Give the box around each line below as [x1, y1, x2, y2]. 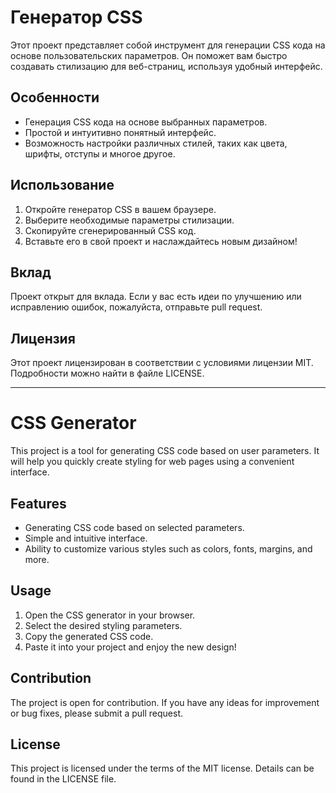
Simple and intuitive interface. [24, 532, 148, 544]
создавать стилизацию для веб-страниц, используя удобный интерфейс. [10, 60, 323, 72]
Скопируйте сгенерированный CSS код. [24, 224, 197, 236]
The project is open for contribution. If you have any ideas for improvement [10, 696, 320, 708]
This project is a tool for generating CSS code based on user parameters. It [10, 445, 320, 457]
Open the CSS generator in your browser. [24, 609, 196, 621]
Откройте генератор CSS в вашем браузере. [24, 203, 217, 215]
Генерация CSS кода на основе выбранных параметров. [24, 116, 268, 128]
